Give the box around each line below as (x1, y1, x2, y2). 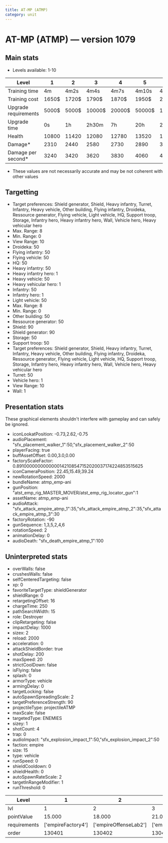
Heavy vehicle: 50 (12, 276, 50, 282)
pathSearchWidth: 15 (12, 608, 55, 614)
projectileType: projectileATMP (12, 704, 76, 710)
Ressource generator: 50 (12, 319, 64, 325)
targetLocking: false (12, 688, 54, 694)
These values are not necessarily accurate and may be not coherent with (12, 168, 163, 174)
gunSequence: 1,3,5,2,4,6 (12, 522, 65, 528)
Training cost (7, 95, 38, 102)
